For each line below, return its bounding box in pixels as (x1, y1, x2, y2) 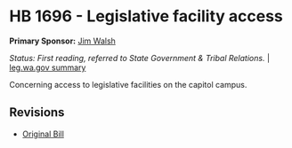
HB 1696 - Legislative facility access (9, 6, 283, 27)
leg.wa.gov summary (9, 62, 86, 73)
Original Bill (21, 129, 65, 139)
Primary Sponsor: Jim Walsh (9, 35, 116, 46)
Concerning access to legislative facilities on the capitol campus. (9, 79, 247, 90)
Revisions (9, 105, 65, 121)
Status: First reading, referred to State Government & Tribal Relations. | (9, 52, 270, 63)
